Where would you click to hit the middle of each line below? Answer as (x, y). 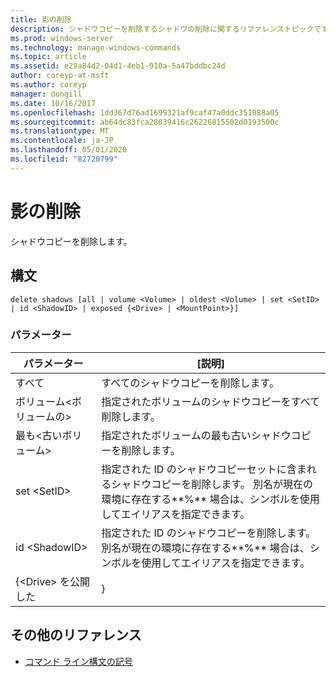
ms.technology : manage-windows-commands (96, 47)
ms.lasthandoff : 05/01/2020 (69, 150)
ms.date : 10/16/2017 (53, 103)
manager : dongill (46, 94)
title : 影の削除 (41, 19)
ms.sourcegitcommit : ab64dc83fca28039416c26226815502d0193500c (145, 122)
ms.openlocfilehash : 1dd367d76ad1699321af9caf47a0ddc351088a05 (145, 112)
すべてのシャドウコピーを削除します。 (190, 383)
